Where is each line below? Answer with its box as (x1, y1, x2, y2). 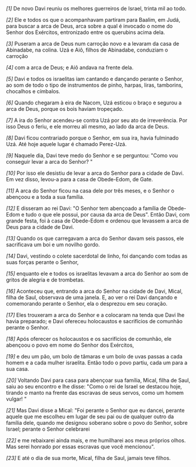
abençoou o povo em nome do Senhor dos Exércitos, (6, 341, 135, 348)
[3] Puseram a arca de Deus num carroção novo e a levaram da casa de (6, 40, 180, 47)
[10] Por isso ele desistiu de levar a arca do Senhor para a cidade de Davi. (6, 170, 184, 177)
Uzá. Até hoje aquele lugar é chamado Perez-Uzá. (6, 141, 127, 147)
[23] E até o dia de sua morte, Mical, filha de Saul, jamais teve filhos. (6, 455, 171, 461)
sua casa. (6, 366, 29, 372)
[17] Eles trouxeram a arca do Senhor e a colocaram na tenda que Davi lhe (6, 312, 185, 319)
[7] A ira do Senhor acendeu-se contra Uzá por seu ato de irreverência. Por (6, 117, 188, 124)
